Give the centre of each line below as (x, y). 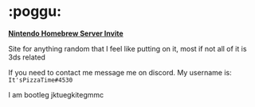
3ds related (27, 57)
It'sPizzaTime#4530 (41, 80)
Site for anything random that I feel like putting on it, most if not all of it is (127, 48)
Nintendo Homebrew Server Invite (66, 33)
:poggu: (35, 11)
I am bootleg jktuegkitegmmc (56, 94)
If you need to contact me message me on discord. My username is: (120, 72)
